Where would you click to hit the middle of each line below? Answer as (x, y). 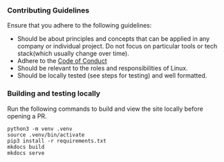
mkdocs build (26, 147)
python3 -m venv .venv (40, 129)
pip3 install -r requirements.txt (57, 141)
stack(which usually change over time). (73, 53)
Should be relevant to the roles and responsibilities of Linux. (102, 69)
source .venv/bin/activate (46, 135)
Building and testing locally (54, 93)
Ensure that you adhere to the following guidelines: (80, 26)
